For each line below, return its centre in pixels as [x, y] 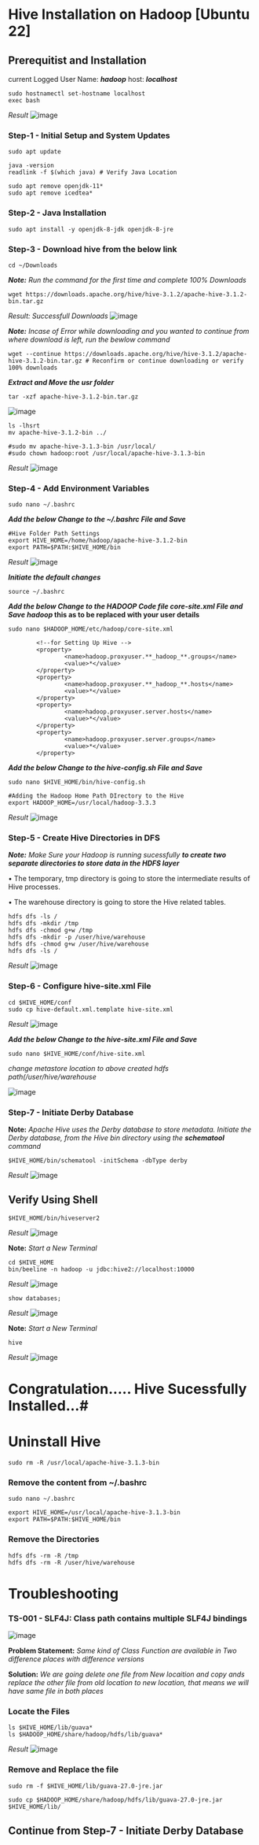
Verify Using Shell [53, 1200]
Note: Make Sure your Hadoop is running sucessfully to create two [117, 855]
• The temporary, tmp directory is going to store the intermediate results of [129, 879]
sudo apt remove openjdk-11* [56, 187]
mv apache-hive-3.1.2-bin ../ [58, 432]
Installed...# [48, 1406]
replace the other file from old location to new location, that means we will [128, 1683]
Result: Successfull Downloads [58, 316]
